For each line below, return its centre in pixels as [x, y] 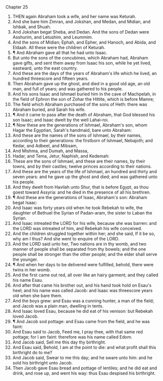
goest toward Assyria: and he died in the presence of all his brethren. [81, 192]
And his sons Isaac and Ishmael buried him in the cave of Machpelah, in [84, 94]
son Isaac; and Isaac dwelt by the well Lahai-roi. [61, 120]
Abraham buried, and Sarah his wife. [49, 109]
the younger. [25, 259]
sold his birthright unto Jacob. [43, 363]
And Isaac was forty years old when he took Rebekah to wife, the [77, 208]
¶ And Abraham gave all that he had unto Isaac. [60, 53]
